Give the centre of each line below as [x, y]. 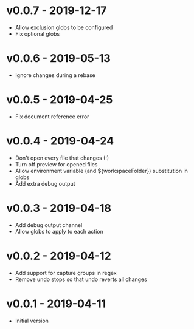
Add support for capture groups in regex [66, 273]
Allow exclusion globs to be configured [64, 27]
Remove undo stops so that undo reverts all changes [81, 279]
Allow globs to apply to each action [59, 231]
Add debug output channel [49, 225]
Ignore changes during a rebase [55, 75]
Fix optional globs [37, 33]
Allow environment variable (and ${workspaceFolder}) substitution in [102, 171]
